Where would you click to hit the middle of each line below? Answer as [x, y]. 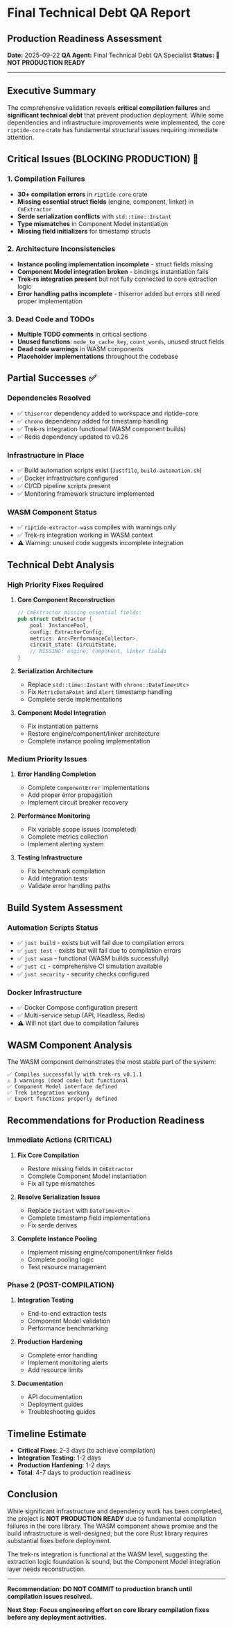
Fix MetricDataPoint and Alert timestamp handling [100, 692]
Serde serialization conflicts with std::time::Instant [94, 216]
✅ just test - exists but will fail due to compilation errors [99, 951]
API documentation [55, 1397]
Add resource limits [55, 1370]
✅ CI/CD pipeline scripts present [64, 486]
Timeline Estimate [47, 1434]
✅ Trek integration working [49, 1093]
